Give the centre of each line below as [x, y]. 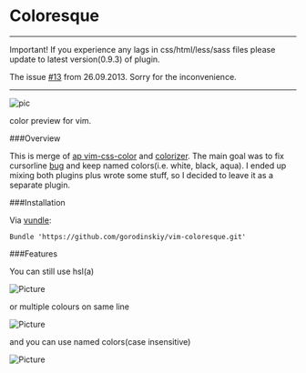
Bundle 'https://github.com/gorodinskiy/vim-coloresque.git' [128, 237]
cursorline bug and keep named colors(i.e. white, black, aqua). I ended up [148, 166]
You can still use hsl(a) [52, 271]
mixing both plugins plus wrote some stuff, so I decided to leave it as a [142, 175]
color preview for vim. [51, 120]
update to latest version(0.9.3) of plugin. [85, 59]
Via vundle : [31, 220]
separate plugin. [40, 185]
